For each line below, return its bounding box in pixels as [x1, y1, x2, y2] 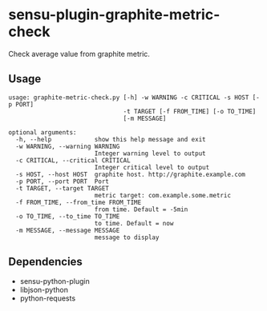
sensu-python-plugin [19, 276, 90, 285]
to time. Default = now [94, 219, 174, 227]
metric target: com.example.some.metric [94, 191, 231, 199]
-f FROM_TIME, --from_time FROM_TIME [15, 198, 142, 206]
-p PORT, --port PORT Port [15, 177, 110, 185]
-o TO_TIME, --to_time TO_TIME [15, 212, 120, 221]
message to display [94, 233, 160, 241]
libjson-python [19, 285, 68, 294]
